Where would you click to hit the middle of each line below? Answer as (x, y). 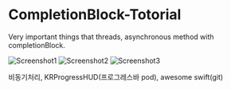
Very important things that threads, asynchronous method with (111, 37)
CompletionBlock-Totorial (95, 15)
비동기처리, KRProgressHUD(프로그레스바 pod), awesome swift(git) (116, 76)
